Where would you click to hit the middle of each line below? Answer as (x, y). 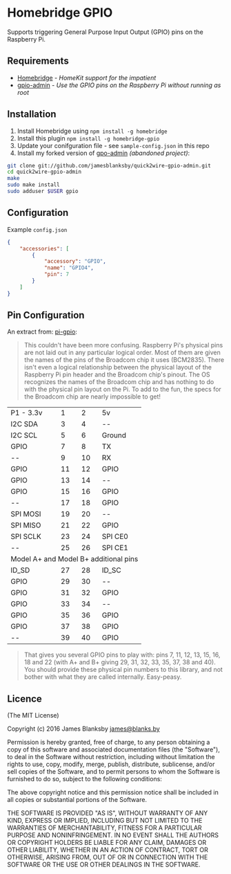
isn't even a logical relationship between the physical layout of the (118, 367)
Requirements (38, 61)
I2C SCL (24, 435)
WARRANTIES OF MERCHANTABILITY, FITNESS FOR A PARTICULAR (104, 828)
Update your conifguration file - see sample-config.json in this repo (113, 145)
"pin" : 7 (57, 275)
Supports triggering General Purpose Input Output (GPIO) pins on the (105, 32)
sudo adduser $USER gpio (43, 192)
